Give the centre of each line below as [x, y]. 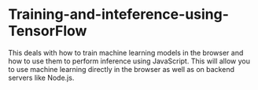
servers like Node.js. [41, 77]
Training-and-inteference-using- [119, 14]
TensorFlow [48, 31]
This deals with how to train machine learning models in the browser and [126, 52]
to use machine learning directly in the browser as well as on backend [121, 69]
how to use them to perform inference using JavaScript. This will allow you [129, 61]
